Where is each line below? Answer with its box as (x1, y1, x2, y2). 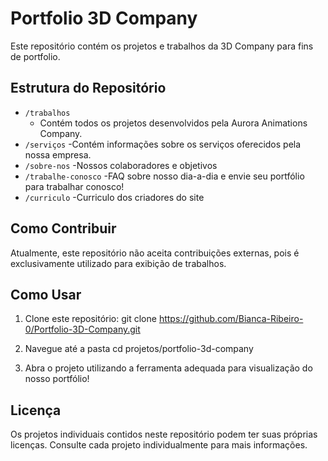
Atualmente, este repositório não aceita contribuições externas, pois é (10, 247, 300, 259)
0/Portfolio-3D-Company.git (24, 323, 141, 336)
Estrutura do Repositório (10, 80, 167, 97)
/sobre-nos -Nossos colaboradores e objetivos (24, 159, 218, 171)
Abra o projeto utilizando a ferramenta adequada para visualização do (24, 362, 313, 374)
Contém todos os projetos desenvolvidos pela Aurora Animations (39, 117, 308, 129)
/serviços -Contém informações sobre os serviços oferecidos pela (24, 138, 302, 150)
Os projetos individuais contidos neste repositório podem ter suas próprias (10, 428, 318, 441)
